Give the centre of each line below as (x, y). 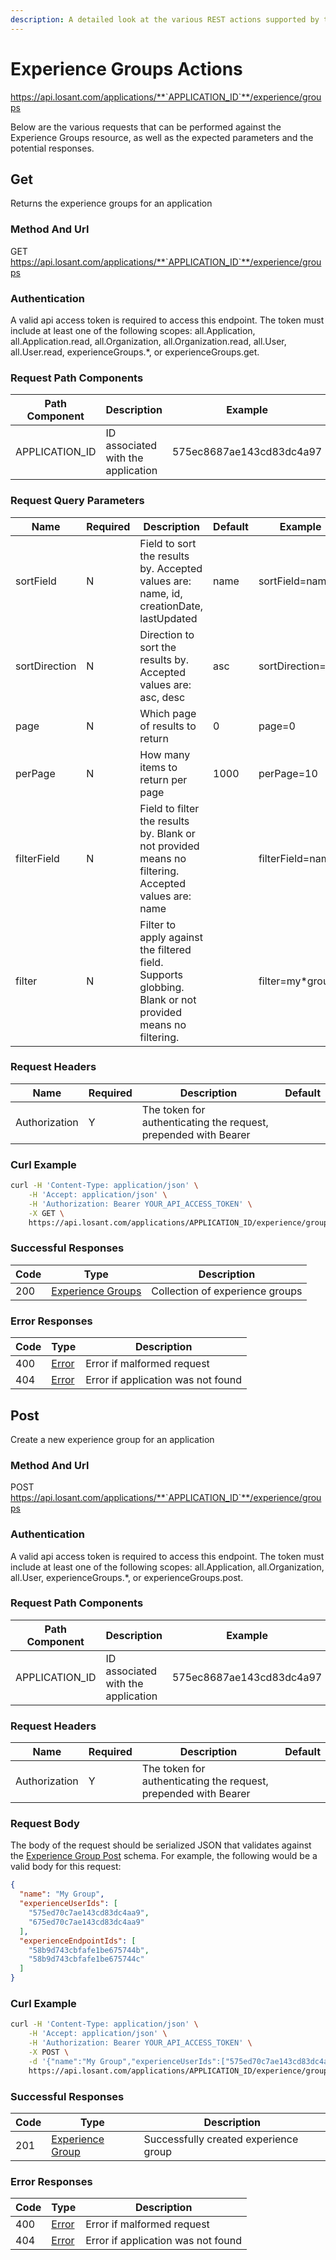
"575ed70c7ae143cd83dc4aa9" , (89, 1913)
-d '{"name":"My (62, 2061)
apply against (171, 937)
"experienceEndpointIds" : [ (78, 1941)
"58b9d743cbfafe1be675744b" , (89, 1950)
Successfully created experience (221, 2139)
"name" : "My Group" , (62, 1894)
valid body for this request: (66, 1867)
